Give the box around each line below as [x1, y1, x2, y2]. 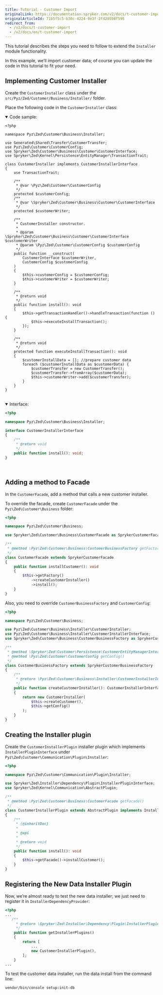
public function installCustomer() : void [14, 564, 98, 569]
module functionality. [5, 48, 48, 54]
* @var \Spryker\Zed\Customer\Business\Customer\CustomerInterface [16, 200, 155, 205]
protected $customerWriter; [14, 208, 70, 213]
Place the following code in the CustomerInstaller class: [5, 104, 118, 110]
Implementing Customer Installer [5, 77, 107, 85]
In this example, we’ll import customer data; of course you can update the [5, 58, 152, 63]
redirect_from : [5, 20, 36, 26]
